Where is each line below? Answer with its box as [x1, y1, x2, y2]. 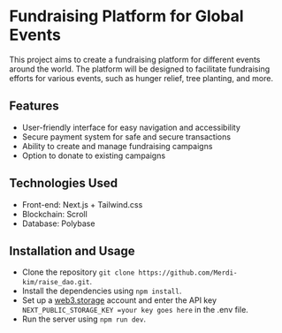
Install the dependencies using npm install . [21, 285, 182, 297]
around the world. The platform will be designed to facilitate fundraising [9, 64, 271, 74]
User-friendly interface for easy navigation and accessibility [21, 122, 241, 132]
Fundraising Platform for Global [9, 6, 245, 26]
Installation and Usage [9, 243, 135, 258]
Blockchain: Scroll [21, 208, 88, 219]
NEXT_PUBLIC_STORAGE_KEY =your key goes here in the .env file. [21, 305, 249, 315]
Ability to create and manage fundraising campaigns [21, 140, 213, 151]
